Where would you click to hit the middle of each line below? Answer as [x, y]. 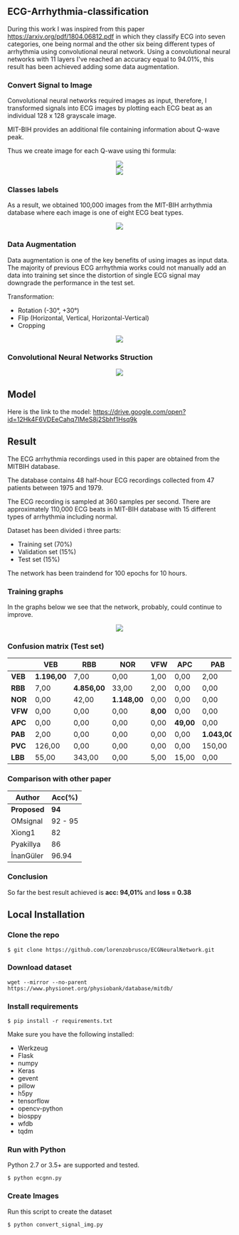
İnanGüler [27, 855]
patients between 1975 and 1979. [55, 487]
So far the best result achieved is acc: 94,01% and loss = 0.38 [100, 892]
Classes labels [33, 190]
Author [28, 797]
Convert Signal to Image [50, 85]
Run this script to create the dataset [60, 1212]
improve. [20, 614]
